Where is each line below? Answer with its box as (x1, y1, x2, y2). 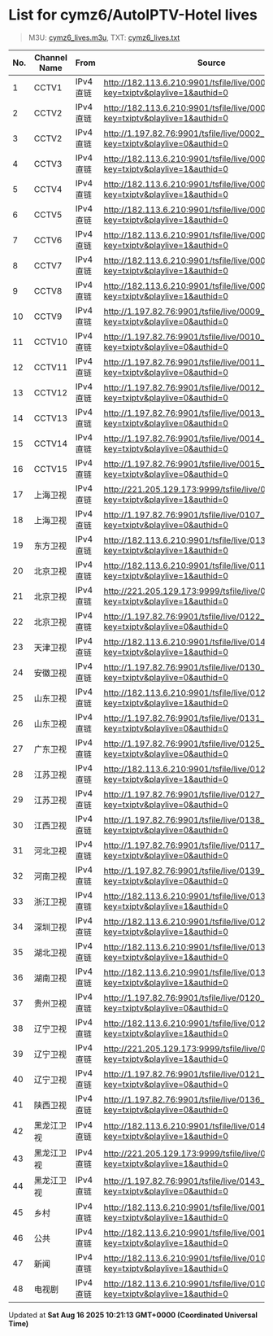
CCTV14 (33, 438, 67, 449)
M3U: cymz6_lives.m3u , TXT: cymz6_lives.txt (28, 33, 180, 42)
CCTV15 (33, 463, 67, 474)
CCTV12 (33, 386, 67, 398)
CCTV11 (33, 361, 67, 373)
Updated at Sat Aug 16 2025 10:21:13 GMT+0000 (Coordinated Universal (8, 1310, 258, 1320)
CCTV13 (33, 413, 67, 424)
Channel (33, 51, 67, 63)
